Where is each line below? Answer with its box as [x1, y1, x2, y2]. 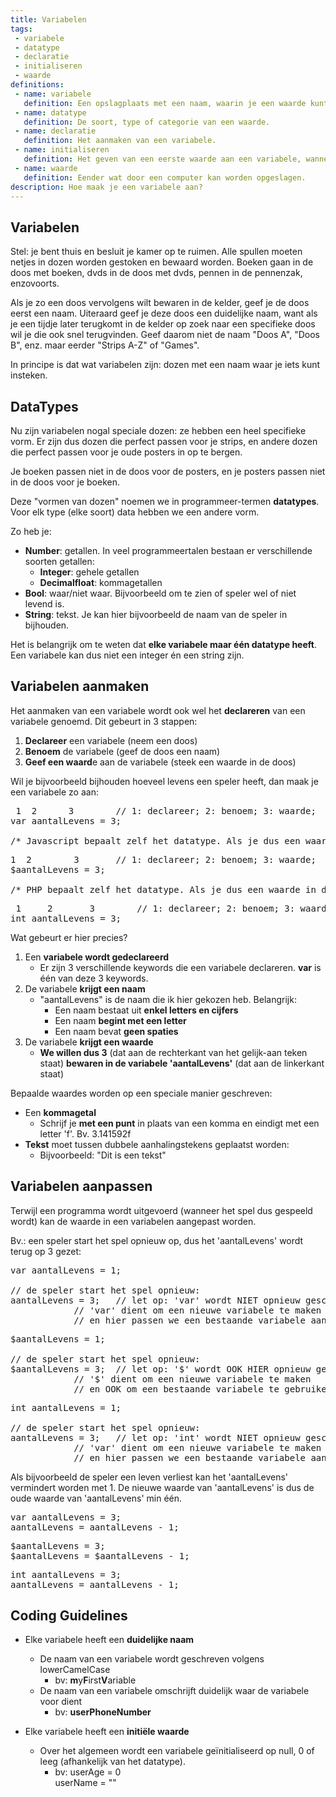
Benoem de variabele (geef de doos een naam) [24, 745, 221, 757]
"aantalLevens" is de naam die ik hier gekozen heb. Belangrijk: [39, 993, 297, 1005]
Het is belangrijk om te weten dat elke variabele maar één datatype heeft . [10, 639, 317, 650]
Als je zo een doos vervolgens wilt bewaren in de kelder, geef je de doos [10, 297, 310, 309]
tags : [10, 24, 33, 34]
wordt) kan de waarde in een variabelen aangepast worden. [10, 1215, 257, 1227]
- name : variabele [14, 89, 92, 99]
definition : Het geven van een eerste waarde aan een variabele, [23, 154, 302, 164]
